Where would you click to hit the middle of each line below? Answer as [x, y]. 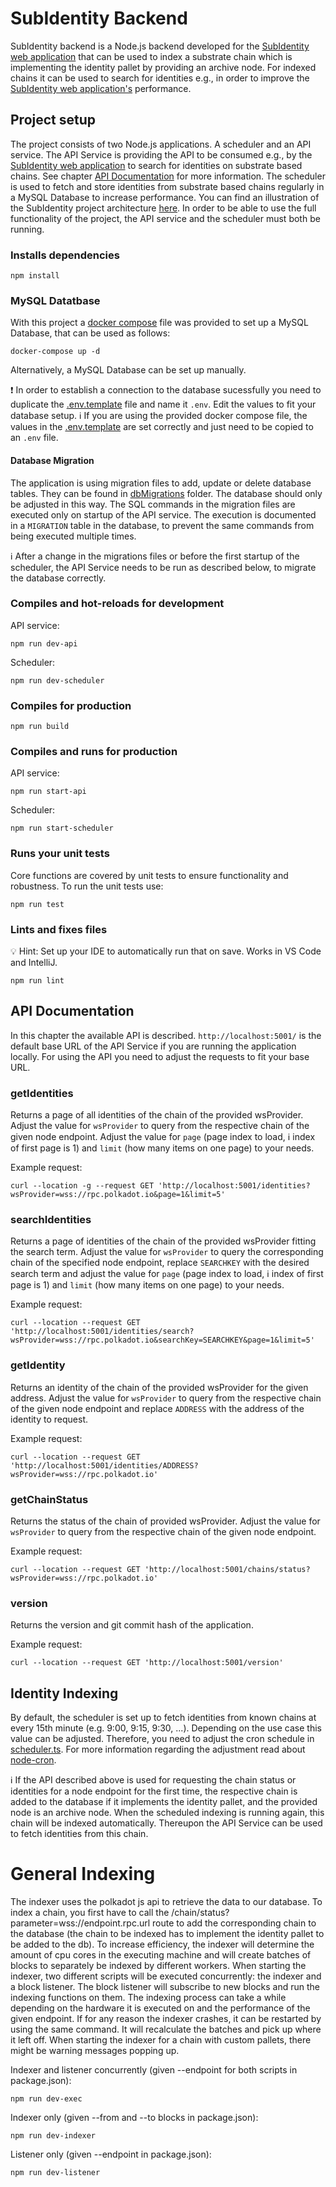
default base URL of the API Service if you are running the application [153, 1046]
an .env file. [34, 438]
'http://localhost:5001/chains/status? [227, 1570]
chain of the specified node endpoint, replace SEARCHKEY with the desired [160, 1263]
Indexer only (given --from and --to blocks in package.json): [134, 2118]
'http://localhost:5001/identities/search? [102, 1332]
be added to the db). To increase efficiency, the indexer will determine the [162, 1944]
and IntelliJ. [34, 963]
